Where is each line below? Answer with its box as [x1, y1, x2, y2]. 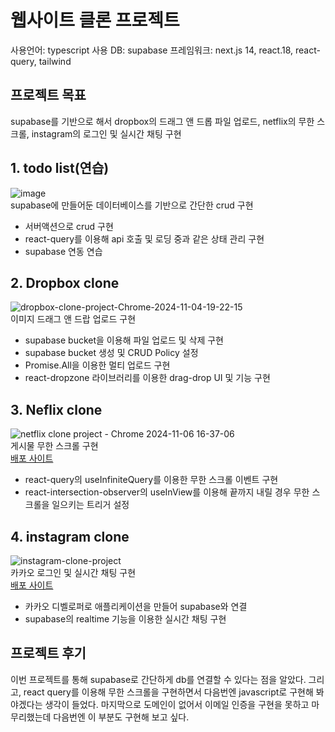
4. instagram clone [10, 528, 130, 545]
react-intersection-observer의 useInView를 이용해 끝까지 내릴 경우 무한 [24, 486, 310, 498]
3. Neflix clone [10, 401, 103, 418]
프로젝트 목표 [10, 87, 87, 104]
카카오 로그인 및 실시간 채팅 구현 [10, 567, 137, 578]
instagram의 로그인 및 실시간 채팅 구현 [31, 127, 182, 140]
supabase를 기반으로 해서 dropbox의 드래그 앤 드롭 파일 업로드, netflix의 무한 [10, 115, 315, 127]
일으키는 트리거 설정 [51, 499, 130, 511]
